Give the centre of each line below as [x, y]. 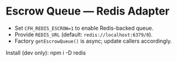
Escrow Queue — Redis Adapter [88, 11]
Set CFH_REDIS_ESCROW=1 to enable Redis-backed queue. [84, 28]
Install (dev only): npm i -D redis [46, 52]
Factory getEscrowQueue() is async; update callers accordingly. [93, 41]
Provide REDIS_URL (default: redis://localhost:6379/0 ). [84, 34]
